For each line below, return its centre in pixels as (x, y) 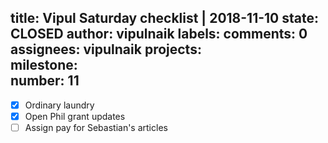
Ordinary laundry (59, 105)
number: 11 (45, 81)
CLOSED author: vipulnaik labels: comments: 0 (159, 34)
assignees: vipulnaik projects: (106, 49)
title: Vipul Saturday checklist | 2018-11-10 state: (164, 18)
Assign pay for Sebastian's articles (96, 127)
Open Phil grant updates (75, 116)
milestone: (44, 65)
